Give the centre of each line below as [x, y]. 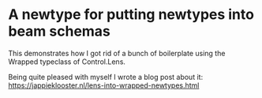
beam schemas [59, 31]
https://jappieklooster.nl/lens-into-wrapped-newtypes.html [104, 85]
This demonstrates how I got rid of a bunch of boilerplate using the [117, 53]
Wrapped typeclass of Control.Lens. [67, 62]
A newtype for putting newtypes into [131, 15]
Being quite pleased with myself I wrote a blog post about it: [106, 77]
